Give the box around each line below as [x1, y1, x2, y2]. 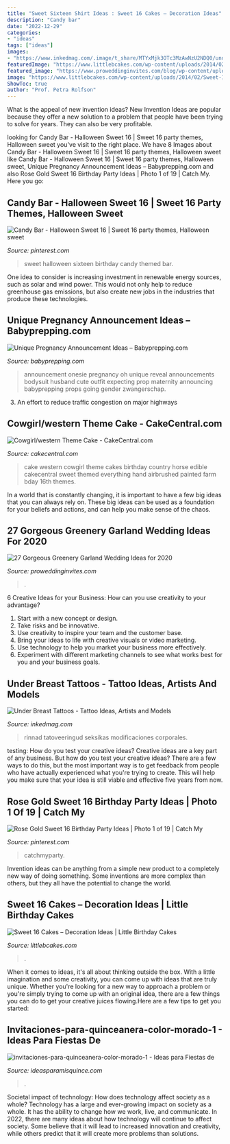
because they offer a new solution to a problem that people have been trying [7, 112, 223, 121]
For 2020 [7, 536, 47, 547]
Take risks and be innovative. [16, 621, 100, 630]
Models [7, 689, 40, 700]
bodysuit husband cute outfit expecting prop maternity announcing [23, 377, 214, 385]
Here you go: [7, 177, 44, 185]
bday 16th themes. [23, 477, 77, 486]
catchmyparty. [23, 851, 65, 859]
